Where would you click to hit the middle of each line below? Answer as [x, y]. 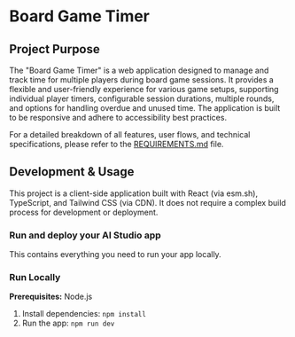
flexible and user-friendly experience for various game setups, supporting [144, 89]
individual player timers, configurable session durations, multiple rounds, [142, 98]
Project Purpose [54, 49]
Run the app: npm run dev [68, 323]
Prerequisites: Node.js [51, 297]
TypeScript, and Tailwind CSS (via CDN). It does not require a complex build [147, 202]
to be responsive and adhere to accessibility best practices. [118, 118]
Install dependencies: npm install [84, 314]
